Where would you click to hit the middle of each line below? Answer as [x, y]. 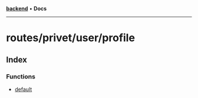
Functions [21, 76]
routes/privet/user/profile [71, 38]
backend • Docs [27, 9]
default [23, 89]
